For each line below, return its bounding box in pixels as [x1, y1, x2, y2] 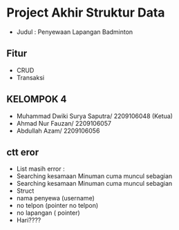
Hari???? [16, 216, 41, 224]
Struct [16, 186, 35, 195]
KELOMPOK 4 [6, 93, 67, 105]
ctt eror [6, 146, 39, 158]
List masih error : [16, 164, 65, 173]
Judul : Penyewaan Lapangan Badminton [16, 28, 133, 36]
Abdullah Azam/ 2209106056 [16, 126, 100, 135]
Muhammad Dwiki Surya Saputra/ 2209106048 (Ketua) [16, 112, 173, 120]
